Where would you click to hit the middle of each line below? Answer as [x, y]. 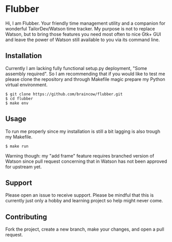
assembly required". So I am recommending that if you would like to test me [85, 74]
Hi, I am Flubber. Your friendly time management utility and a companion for [85, 23]
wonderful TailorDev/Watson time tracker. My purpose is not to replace [80, 28]
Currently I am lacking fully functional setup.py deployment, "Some [76, 68]
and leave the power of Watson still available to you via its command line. [83, 40]
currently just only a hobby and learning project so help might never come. [84, 201]
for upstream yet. [24, 167]
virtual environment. [26, 84]
